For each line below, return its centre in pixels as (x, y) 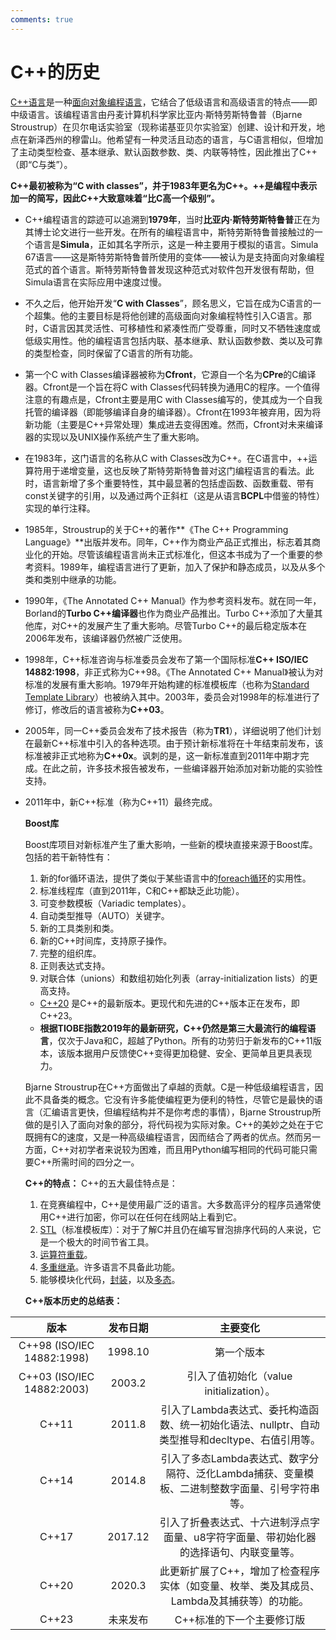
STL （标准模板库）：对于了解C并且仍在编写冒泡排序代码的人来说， (176, 1229)
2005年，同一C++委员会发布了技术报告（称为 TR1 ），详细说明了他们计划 (173, 730)
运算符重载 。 (66, 1254)
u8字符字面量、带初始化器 (255, 1537)
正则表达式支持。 (75, 965)
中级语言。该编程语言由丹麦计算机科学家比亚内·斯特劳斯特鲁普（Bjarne (156, 114)
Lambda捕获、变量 (260, 1473)
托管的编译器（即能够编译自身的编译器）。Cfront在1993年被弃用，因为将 (173, 412)
